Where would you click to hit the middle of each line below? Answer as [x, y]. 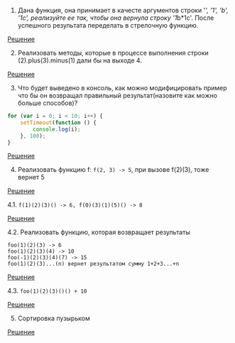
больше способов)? [48, 103]
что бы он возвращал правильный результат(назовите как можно [117, 96]
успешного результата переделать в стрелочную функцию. [108, 25]
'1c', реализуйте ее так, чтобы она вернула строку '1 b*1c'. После [116, 18]
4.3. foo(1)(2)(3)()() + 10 [47, 291]
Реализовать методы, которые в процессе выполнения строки [113, 53]
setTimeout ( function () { [59, 123]
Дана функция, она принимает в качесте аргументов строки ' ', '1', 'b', [123, 10]
